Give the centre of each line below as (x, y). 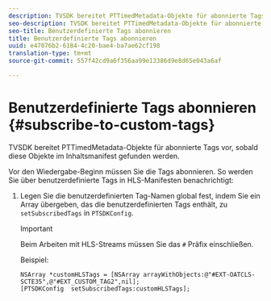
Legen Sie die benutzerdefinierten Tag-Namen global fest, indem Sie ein (140, 195)
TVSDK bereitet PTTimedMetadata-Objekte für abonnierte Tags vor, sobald (133, 147)
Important (36, 228)
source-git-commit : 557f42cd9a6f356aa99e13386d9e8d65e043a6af (115, 61)
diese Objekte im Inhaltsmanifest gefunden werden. (94, 156)
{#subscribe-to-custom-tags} (112, 125)
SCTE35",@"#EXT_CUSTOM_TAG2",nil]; (80, 282)
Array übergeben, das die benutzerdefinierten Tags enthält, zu (124, 204)
